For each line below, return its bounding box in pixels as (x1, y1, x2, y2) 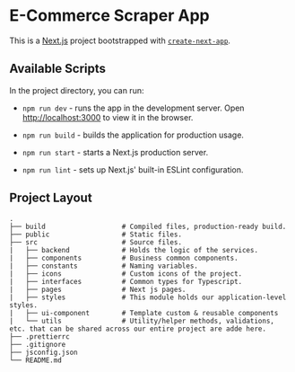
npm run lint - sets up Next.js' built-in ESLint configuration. (22, 164, 244, 175)
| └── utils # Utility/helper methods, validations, (9, 316, 275, 325)
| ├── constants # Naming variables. (9, 261, 199, 270)
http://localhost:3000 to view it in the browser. (22, 111, 194, 122)
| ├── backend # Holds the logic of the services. (9, 245, 258, 254)
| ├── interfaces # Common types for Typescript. (9, 277, 243, 286)
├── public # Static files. (9, 230, 182, 239)
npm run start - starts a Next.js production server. (22, 146, 209, 157)
